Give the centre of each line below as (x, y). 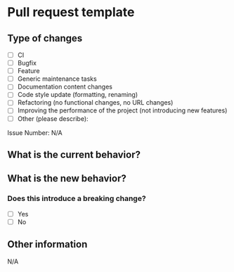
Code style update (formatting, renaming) (78, 95)
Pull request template (71, 12)
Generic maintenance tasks (57, 79)
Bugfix (27, 63)
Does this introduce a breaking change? (77, 199)
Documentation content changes (65, 87)
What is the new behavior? (67, 179)
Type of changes (45, 38)
